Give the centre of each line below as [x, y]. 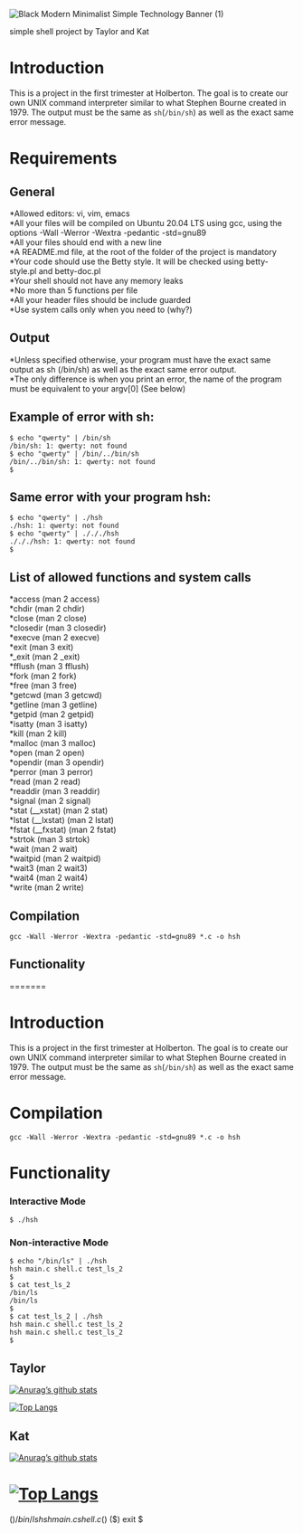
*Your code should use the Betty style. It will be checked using [127, 261]
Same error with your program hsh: [110, 497]
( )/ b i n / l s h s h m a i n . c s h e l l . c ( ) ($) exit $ [76, 1519]
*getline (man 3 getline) [53, 705]
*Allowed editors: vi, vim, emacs [70, 213]
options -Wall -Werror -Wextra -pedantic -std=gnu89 [108, 232]
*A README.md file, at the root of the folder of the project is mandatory [143, 251]
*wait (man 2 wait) [44, 849]
